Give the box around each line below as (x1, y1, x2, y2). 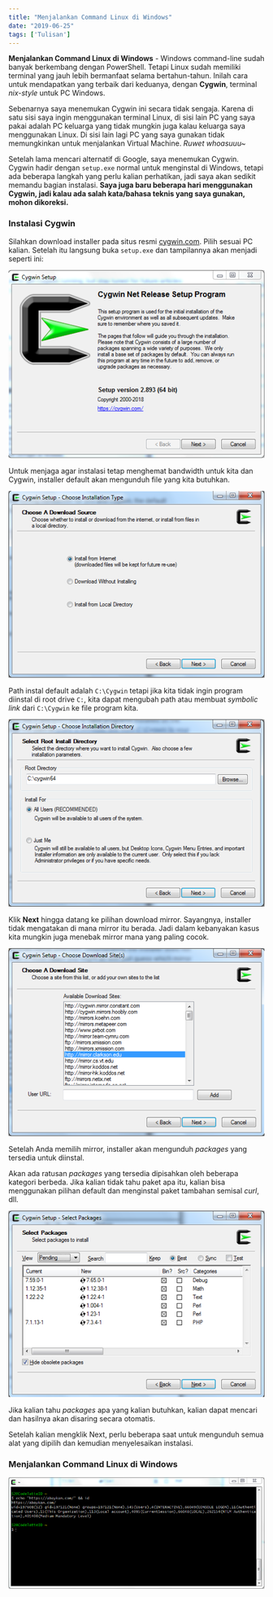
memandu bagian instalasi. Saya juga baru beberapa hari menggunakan (8, 180, 253, 190)
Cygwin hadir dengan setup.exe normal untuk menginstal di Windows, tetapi (8, 163, 264, 173)
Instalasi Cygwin (8, 218, 76, 230)
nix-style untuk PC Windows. (8, 88, 106, 98)
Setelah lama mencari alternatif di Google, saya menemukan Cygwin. (8, 155, 240, 164)
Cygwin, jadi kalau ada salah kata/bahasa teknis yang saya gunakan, (8, 189, 245, 199)
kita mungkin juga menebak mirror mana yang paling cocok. (8, 932, 210, 942)
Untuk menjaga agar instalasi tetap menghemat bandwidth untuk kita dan (8, 466, 253, 475)
